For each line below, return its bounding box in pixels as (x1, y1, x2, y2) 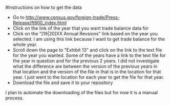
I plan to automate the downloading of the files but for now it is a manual (5, 90, 158, 95)
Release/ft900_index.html (12, 20, 67, 26)
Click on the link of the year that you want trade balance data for (12, 25, 149, 31)
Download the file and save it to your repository (12, 79, 113, 86)
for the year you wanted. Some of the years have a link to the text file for (12, 52, 166, 58)
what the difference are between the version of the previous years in (12, 63, 158, 69)
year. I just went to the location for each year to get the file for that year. (12, 74, 165, 80)
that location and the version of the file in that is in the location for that (12, 69, 161, 75)
